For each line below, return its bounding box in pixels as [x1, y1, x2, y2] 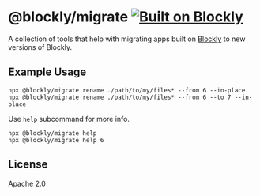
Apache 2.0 [8, 179, 46, 188]
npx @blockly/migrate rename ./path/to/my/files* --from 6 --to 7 [8, 93, 232, 101]
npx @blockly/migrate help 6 [8, 136, 104, 144]
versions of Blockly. [8, 42, 73, 51]
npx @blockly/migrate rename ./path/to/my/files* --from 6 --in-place [8, 86, 246, 94]
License [8, 158, 48, 171]
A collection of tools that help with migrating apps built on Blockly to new [8, 34, 246, 43]
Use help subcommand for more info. [8, 114, 130, 123]
